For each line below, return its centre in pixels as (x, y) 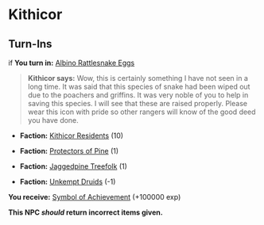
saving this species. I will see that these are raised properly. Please (138, 103)
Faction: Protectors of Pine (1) (69, 151)
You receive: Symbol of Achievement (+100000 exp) (95, 197)
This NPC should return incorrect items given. (85, 212)
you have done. (53, 120)
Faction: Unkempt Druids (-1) (68, 181)
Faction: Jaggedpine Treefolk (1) (73, 166)
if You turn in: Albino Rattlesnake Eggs (72, 63)
